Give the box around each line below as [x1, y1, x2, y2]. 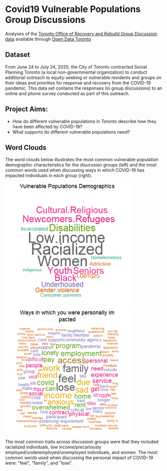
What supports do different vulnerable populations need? [12, 129, 130, 135]
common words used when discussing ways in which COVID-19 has [5, 167, 145, 173]
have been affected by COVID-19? [12, 124, 83, 130]
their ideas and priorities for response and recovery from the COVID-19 [5, 80, 151, 86]
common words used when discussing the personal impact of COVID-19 [5, 454, 154, 461]
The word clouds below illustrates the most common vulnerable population [5, 157, 159, 163]
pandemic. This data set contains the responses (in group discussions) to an [5, 85, 163, 91]
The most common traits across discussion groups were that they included [5, 439, 159, 445]
